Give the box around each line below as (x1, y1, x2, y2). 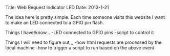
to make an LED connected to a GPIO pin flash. (5, 20, 104, 25)
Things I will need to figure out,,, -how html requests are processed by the (5, 39, 162, 45)
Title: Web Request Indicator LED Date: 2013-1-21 (5, 5, 109, 10)
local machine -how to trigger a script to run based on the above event (5, 45, 155, 50)
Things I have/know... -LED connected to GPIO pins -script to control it (5, 30, 154, 35)
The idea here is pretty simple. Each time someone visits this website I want (5, 14, 165, 20)
